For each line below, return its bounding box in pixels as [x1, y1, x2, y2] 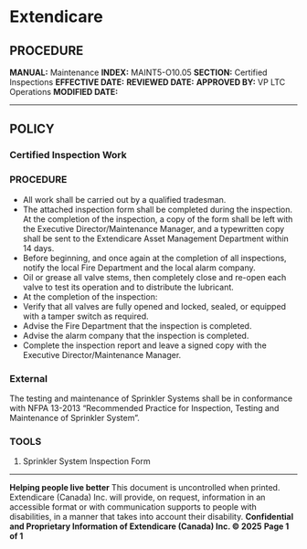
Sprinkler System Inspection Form [22, 456, 151, 467]
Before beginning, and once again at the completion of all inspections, [22, 252, 287, 263]
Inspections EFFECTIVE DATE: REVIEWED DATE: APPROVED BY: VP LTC [9, 77, 286, 88]
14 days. [22, 242, 55, 253]
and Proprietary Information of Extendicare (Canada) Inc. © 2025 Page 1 [9, 521, 290, 532]
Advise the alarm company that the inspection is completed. [22, 330, 249, 341]
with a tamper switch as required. [22, 311, 149, 322]
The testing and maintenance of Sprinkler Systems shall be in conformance [9, 393, 293, 404]
